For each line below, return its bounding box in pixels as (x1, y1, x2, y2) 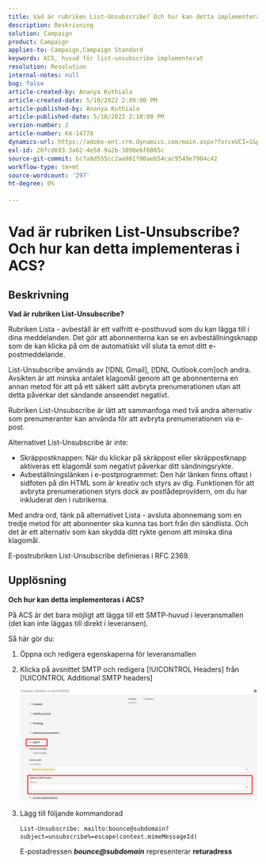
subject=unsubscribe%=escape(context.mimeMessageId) (19, 832, 198, 840)
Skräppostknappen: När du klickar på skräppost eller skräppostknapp (19, 453, 247, 462)
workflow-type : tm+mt (8, 163, 80, 171)
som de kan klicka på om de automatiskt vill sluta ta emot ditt (8, 341, 207, 351)
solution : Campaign (8, 29, 73, 37)
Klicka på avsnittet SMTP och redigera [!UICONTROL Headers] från (19, 665, 240, 674)
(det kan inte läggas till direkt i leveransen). (8, 618, 149, 628)
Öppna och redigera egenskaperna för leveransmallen (19, 649, 196, 658)
